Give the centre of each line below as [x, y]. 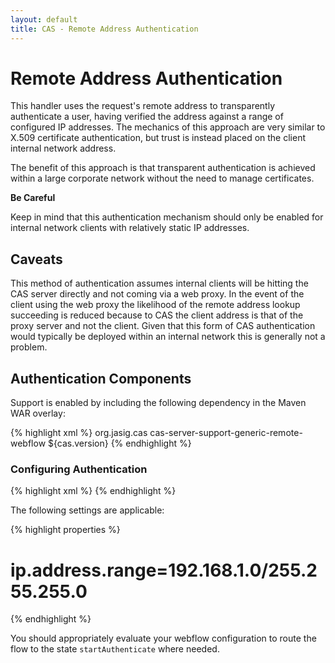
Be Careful [33, 198]
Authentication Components [101, 378]
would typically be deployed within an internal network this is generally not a [168, 337]
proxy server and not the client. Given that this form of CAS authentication [163, 326]
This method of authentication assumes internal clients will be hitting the [159, 283]
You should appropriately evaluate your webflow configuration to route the [163, 638]
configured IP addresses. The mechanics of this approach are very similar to [168, 127]
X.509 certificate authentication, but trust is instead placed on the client [158, 138]
